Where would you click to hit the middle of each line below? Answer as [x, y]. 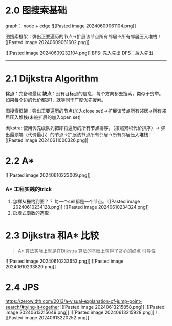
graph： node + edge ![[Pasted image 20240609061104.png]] [71, 26]
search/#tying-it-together [33, 307]
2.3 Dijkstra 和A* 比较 [52, 236]
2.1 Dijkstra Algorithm [52, 79]
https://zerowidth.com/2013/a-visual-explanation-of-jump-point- [74, 301]
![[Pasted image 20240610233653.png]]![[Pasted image [64, 261]
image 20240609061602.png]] [57, 42]
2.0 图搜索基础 [36, 10]
